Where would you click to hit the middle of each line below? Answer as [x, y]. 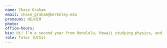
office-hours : [20, 28]
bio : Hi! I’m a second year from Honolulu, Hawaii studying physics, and [84, 33]
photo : [12, 24]
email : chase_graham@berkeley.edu [41, 14]
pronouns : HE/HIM [23, 19]
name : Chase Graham [25, 10]
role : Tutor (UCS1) [25, 38]
